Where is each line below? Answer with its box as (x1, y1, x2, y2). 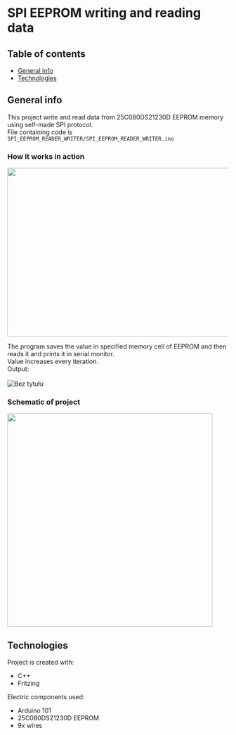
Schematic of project (7, 397, 81, 407)
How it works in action (7, 151, 85, 161)
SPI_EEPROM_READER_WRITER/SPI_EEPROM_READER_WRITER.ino (7, 135, 174, 142)
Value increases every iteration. (7, 357, 99, 366)
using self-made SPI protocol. (7, 120, 93, 129)
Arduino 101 (17, 706, 51, 715)
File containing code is (7, 128, 73, 136)
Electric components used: (7, 693, 85, 701)
